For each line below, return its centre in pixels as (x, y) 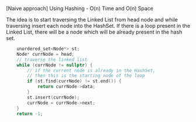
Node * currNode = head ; (46, 54)
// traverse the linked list (52, 60)
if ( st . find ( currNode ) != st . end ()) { (74, 81)
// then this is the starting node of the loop (86, 76)
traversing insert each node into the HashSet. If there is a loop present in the (98, 26)
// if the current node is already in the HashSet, (92, 70)
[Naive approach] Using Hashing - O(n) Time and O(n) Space (80, 8)
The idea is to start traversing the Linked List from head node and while (92, 19)
